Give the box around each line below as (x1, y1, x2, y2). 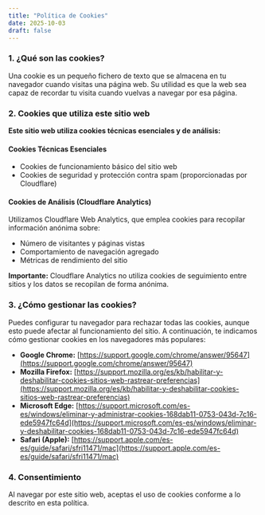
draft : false (8, 26, 52, 34)
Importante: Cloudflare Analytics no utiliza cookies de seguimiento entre (8, 271, 247, 281)
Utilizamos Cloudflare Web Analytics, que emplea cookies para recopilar (8, 214, 246, 224)
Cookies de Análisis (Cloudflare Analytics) (8, 197, 152, 206)
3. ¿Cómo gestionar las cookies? (8, 300, 137, 311)
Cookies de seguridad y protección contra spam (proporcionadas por (19, 171, 248, 180)
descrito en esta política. (8, 497, 89, 507)
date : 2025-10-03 (8, 19, 66, 27)
